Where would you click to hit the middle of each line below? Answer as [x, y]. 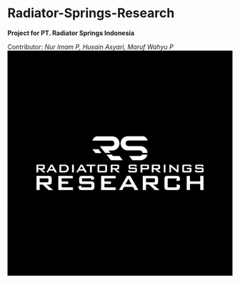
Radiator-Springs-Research [91, 13]
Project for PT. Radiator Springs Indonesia [71, 33]
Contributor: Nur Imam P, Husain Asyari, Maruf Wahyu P [90, 46]
